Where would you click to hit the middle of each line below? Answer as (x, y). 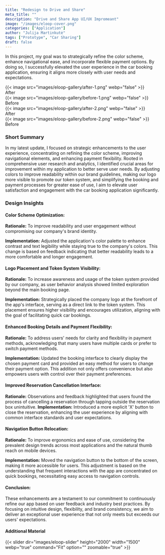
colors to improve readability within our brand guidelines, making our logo (81, 174)
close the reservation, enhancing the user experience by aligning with (77, 412)
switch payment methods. (32, 348)
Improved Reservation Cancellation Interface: (53, 385)
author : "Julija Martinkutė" (35, 33)
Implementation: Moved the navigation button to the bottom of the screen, (82, 460)
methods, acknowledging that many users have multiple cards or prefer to (81, 343)
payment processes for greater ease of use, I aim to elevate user (71, 185)
